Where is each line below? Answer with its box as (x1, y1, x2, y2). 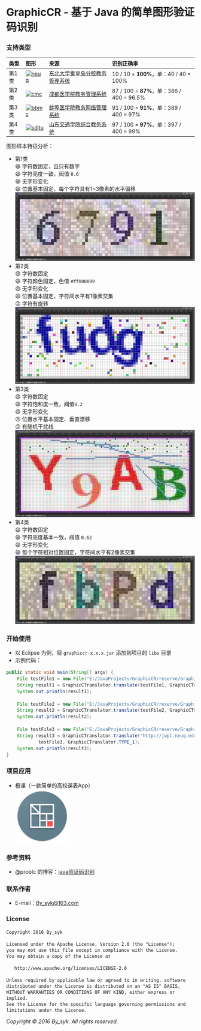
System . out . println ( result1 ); (17, 688, 93, 694)
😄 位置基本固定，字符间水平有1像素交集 (14, 292, 114, 299)
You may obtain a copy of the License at (6, 953, 111, 959)
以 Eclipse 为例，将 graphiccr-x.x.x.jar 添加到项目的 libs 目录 (14, 649, 172, 657)
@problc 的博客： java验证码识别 (14, 868, 95, 876)
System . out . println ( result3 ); (17, 745, 93, 751)
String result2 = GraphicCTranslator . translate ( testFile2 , (17, 708, 167, 714)
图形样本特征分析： (6, 142, 54, 150)
